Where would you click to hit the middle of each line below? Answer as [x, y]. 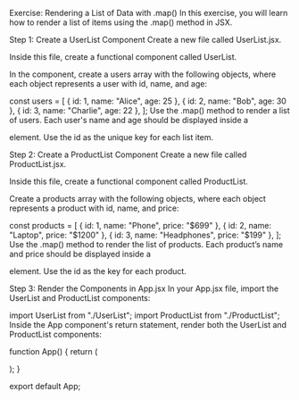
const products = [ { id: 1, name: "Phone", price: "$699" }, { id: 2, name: [141, 225]
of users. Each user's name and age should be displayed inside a [129, 120]
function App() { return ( [54, 351]
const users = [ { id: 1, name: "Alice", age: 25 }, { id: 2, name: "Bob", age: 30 [148, 101]
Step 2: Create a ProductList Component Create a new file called [128, 154]
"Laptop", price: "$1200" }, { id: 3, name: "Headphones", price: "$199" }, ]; [145, 235]
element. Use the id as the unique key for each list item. [112, 137]
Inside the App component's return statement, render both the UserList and [148, 325]
